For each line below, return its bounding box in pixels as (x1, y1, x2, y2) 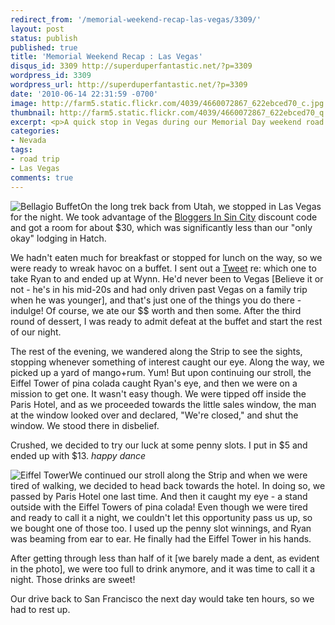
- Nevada (10, 136, 47, 146)
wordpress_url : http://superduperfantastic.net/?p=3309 (10, 80, 248, 90)
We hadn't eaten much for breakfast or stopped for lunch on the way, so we (10, 251, 323, 263)
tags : (10, 145, 33, 155)
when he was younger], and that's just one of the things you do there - (10, 294, 302, 306)
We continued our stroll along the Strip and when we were (68, 469, 308, 481)
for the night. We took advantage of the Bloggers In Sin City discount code (10, 211, 318, 223)
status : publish (10, 33, 78, 43)
